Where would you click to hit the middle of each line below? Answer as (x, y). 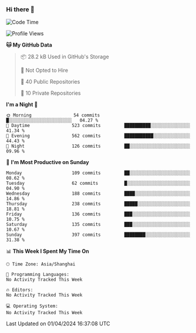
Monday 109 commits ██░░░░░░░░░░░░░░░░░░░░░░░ (98, 173)
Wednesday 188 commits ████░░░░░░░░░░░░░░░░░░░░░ (98, 194)
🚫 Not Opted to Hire (44, 71)
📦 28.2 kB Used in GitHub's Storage (65, 57)
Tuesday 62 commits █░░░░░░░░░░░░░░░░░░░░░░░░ (98, 184)
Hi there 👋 (21, 9)
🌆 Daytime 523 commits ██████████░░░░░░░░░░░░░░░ (98, 126)
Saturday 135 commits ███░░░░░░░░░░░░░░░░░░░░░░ (98, 225)
